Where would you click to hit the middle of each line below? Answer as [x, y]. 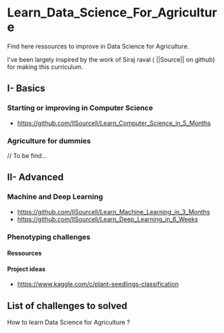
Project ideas [26, 268]
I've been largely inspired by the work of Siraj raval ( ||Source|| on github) [111, 59]
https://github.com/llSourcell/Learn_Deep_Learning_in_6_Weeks [108, 219]
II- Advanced [35, 177]
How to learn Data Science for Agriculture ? [69, 322]
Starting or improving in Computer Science [80, 108]
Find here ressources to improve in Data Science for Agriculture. [98, 46]
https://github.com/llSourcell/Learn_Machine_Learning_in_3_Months [113, 211]
